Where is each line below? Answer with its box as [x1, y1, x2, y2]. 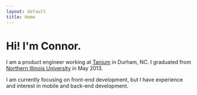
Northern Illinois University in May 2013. [6, 65, 103, 72]
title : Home [6, 14, 35, 20]
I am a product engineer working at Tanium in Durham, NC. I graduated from [6, 59, 192, 66]
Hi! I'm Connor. [6, 39, 81, 53]
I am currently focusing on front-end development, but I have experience [6, 76, 183, 83]
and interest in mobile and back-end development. [6, 83, 129, 90]
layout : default [6, 8, 46, 15]
